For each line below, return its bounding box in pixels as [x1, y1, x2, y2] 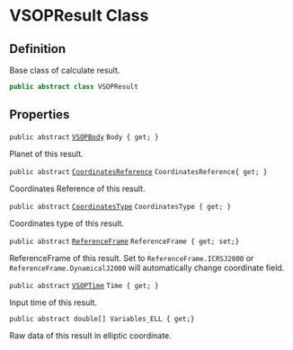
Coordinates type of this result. [9, 217, 124, 229]
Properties [9, 107, 70, 122]
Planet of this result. [9, 148, 84, 159]
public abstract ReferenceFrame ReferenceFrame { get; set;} [9, 237, 240, 246]
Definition [9, 41, 66, 57]
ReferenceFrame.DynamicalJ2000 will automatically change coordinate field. [9, 262, 285, 273]
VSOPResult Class [9, 5, 149, 26]
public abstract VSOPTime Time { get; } [9, 281, 159, 290]
